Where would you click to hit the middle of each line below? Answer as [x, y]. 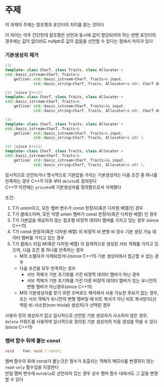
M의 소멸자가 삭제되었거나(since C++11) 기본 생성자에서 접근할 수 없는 [86, 256]
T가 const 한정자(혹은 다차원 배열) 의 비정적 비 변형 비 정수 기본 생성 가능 [82, 231]
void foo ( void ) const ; [34, 351]
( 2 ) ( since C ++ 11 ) [24, 93]
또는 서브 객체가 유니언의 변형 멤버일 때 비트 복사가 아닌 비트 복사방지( [86, 299]
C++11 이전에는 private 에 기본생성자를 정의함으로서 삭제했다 [63, 187]
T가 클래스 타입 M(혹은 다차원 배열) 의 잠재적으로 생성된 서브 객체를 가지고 [83, 243]
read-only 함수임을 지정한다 [32, 367]
